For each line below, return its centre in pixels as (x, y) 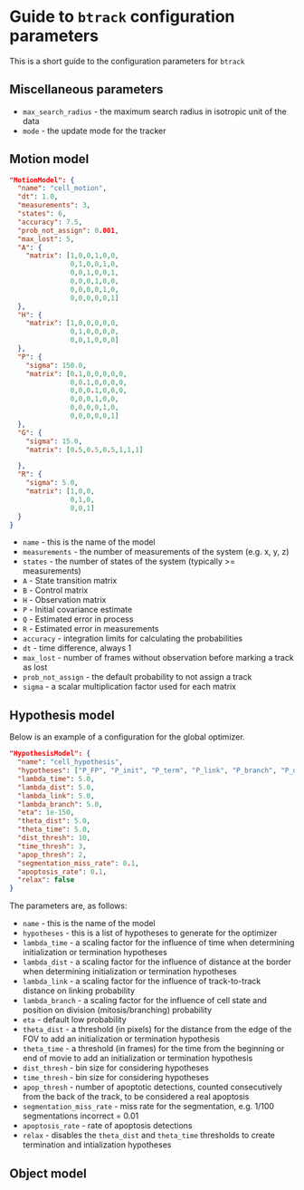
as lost (35, 667)
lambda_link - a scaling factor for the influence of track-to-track (142, 982)
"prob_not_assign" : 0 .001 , (68, 230)
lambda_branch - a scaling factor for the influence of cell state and (144, 1001)
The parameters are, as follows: (68, 906)
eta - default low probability (74, 1020)
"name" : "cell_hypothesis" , (71, 762)
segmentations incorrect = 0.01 (81, 1116)
